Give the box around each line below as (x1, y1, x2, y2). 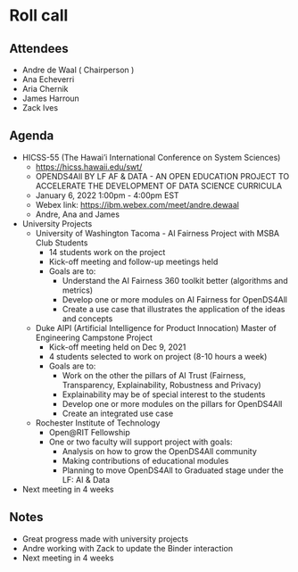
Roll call (9, 5, 69, 26)
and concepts (62, 313, 113, 324)
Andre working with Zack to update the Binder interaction (21, 543, 234, 553)
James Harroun (21, 93, 80, 104)
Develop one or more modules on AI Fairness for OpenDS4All (62, 294, 288, 304)
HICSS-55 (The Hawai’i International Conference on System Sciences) (21, 152, 281, 162)
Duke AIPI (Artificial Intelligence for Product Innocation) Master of (35, 322, 277, 333)
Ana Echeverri (21, 74, 75, 85)
